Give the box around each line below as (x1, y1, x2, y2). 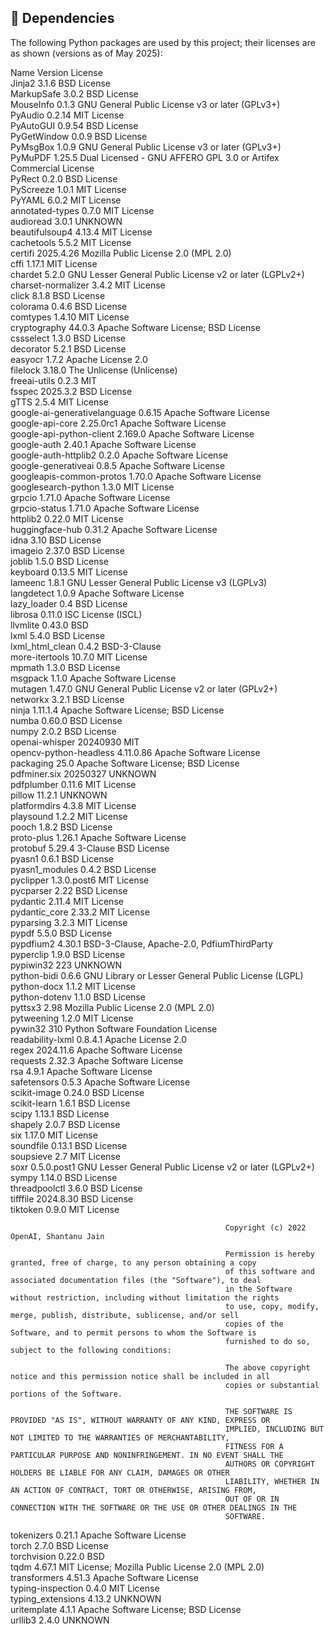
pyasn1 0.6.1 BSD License (10, 852, 114, 865)
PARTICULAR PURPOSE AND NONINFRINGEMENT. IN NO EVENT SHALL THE (10, 1450, 284, 1460)
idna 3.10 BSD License (10, 534, 102, 546)
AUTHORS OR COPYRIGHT (224, 1459, 315, 1469)
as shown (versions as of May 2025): (10, 47, 163, 59)
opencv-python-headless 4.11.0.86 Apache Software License (10, 746, 261, 758)
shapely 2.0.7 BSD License (10, 1118, 121, 1130)
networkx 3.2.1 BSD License (10, 693, 125, 705)
